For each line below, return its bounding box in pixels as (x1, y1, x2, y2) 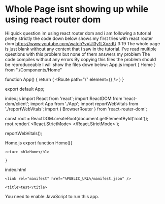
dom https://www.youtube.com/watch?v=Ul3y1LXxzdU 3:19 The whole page (5, 40, 160, 46)
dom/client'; (5, 101, 30, 106)
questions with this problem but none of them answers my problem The (5, 51, 150, 57)
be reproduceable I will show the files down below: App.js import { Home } (5, 62, 156, 68)
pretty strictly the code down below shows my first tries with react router (5, 35, 153, 41)
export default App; (5, 86, 45, 92)
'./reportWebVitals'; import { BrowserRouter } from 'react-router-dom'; (5, 106, 147, 112)
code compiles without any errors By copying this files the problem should (5, 56, 156, 62)
